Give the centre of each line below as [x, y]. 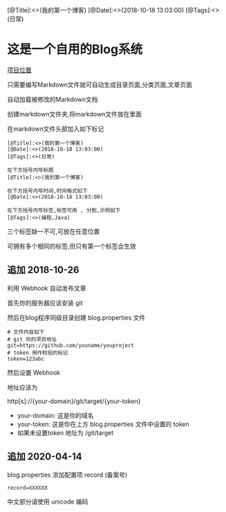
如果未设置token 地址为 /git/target [65, 432]
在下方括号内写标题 [30, 170]
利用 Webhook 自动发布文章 [47, 288]
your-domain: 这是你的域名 [55, 415]
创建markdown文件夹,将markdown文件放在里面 [74, 114]
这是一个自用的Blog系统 [75, 50]
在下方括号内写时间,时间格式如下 [47, 191]
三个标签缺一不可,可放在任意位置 [54, 231]
